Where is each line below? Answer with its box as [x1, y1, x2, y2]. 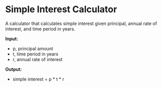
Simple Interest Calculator [5, 4, 117, 15]
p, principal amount [12, 45, 53, 51]
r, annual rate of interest [12, 56, 63, 62]
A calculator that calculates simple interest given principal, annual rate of [5, 20, 157, 26]
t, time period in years [12, 51, 59, 57]
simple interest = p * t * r [12, 76, 64, 82]
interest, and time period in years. [5, 25, 75, 32]
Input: [5, 36, 18, 42]
